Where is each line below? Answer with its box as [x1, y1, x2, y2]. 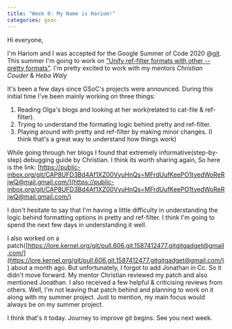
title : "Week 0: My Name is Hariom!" [7, 10, 116, 17]
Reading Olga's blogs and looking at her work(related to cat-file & [17, 105, 204, 114]
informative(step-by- [158, 148, 219, 157]
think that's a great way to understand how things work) [17, 134, 177, 143]
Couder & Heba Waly [7, 71, 68, 80]
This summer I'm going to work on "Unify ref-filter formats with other [7, 56, 204, 64]
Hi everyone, [7, 35, 43, 44]
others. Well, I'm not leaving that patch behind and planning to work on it [7, 285, 214, 294]
